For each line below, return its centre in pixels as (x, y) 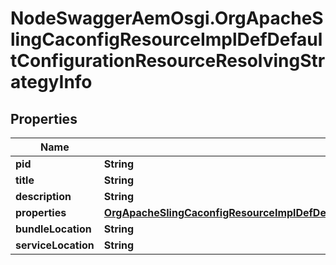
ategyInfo (51, 82)
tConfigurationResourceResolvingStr (168, 61)
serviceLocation (55, 245)
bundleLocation (53, 229)
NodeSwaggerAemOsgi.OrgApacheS (167, 18)
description (43, 196)
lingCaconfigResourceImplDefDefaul (166, 39)
